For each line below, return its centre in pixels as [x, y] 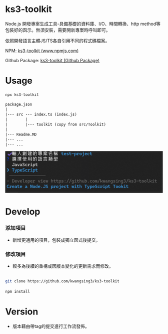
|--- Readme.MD [21, 134]
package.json [19, 104]
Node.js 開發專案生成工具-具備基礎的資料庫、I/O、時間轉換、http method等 [83, 24]
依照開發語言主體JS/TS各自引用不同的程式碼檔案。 [57, 41]
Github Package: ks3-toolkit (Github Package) [52, 60]
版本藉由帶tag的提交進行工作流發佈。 [51, 326]
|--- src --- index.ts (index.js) [41, 114]
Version [22, 312]
